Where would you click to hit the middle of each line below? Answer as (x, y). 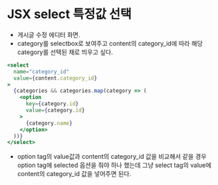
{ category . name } (49, 123)
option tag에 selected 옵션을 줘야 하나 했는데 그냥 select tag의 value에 (114, 165)
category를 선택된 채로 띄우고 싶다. (65, 52)
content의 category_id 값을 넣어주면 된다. (74, 174)
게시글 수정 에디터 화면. (49, 35)
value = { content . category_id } (55, 78)
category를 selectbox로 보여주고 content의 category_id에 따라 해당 (110, 43)
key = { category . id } (52, 104)
